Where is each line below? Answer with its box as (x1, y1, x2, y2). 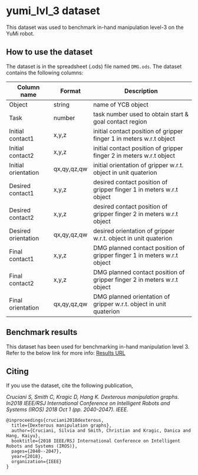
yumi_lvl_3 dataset (6, 4, 100, 18)
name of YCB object (93, 100, 149, 109)
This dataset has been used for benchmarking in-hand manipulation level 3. (6, 343, 190, 350)
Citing (6, 366, 29, 376)
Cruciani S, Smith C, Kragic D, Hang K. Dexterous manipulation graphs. (6, 393, 180, 401)
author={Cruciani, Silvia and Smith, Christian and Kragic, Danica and (11, 428, 192, 434)
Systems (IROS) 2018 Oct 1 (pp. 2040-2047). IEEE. (6, 406, 128, 413)
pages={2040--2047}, (11, 448, 62, 454)
